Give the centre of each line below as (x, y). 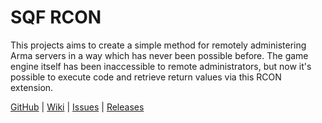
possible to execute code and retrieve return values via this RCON (146, 77)
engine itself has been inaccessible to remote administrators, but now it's (161, 66)
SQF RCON (56, 17)
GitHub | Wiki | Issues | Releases (77, 107)
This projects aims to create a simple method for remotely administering (158, 45)
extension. (32, 87)
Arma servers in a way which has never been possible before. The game (159, 55)
